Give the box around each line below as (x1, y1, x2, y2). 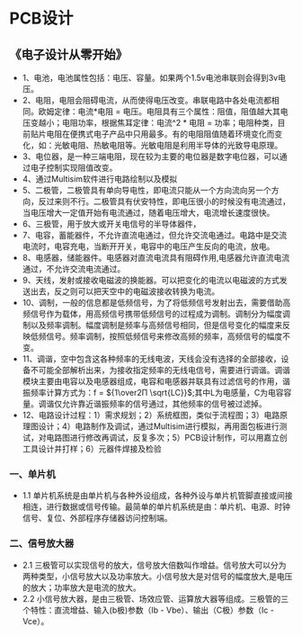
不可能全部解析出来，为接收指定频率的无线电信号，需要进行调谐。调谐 (30, 365, 290, 375)
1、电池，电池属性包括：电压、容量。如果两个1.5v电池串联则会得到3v (22, 73, 279, 83)
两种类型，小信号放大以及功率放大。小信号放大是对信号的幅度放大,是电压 (22, 570, 293, 581)
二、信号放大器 (9, 537, 75, 550)
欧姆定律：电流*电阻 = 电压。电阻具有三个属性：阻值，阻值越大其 (38, 106, 280, 117)
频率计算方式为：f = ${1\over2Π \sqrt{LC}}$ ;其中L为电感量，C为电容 (30, 388, 284, 398)
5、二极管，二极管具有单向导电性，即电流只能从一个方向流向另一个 (22, 185, 272, 195)
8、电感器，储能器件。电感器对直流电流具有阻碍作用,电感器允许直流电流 (22, 253, 290, 263)
